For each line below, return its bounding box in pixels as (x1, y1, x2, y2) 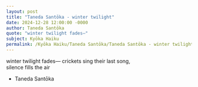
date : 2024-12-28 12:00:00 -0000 (6, 19, 88, 25)
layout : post (6, 8, 38, 15)
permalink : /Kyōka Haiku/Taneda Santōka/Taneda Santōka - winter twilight (6, 42, 194, 48)
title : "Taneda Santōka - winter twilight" (6, 14, 115, 20)
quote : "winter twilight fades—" (6, 31, 88, 36)
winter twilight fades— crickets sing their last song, (6, 57, 131, 65)
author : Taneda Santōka (6, 25, 65, 31)
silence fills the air (6, 63, 50, 71)
